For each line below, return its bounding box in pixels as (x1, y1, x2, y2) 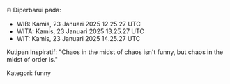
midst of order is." (6, 56, 59, 63)
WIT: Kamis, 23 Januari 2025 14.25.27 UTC (16, 35, 141, 42)
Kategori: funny (6, 69, 52, 77)
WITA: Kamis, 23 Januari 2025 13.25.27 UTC (16, 27, 144, 35)
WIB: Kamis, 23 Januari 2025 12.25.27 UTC (16, 20, 141, 28)
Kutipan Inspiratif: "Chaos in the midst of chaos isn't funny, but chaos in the (6, 48, 224, 56)
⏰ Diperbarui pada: (6, 6, 62, 14)
